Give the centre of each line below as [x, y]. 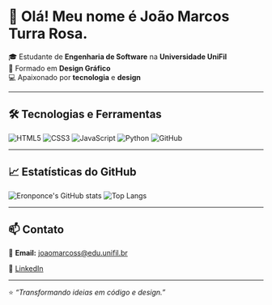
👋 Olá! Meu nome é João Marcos [119, 17]
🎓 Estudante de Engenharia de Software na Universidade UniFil [118, 57]
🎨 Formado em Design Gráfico [59, 68]
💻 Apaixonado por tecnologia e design [75, 77]
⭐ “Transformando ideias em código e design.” [87, 292]
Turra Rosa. [48, 34]
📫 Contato [36, 229]
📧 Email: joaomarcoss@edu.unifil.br [68, 253]
